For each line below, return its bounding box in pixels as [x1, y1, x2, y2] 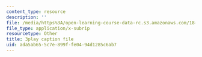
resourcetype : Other [6, 31, 58, 37]
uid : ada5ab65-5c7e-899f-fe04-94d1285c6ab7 [6, 42, 117, 48]
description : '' [6, 14, 47, 20]
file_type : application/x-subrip [6, 25, 90, 31]
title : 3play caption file [6, 36, 74, 42]
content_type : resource [6, 8, 66, 15]
